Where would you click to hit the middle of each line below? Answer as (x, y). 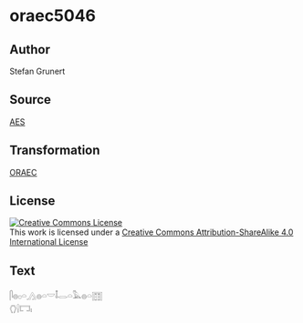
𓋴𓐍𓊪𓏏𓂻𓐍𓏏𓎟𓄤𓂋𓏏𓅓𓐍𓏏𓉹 (56, 296)
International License (49, 242)
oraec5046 (53, 16)
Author (30, 50)
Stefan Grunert (37, 71)
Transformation (55, 151)
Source (31, 100)
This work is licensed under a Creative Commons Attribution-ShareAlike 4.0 (151, 232)
